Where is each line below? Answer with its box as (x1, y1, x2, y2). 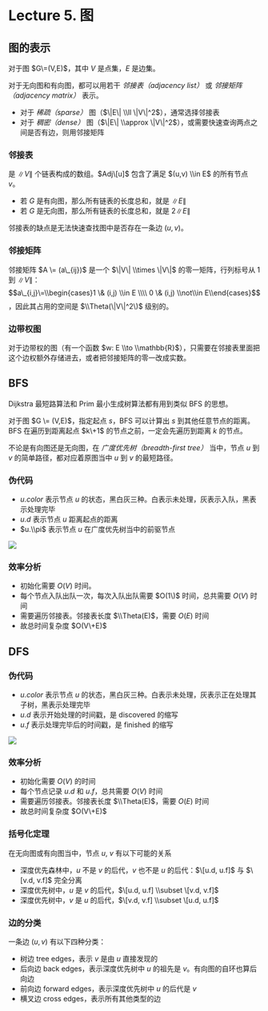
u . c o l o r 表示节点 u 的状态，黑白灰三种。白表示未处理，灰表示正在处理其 (19, 689, 257, 699)
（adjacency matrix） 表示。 (8, 90, 103, 100)
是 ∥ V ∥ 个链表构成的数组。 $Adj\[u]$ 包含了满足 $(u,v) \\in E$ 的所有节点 (8, 169, 249, 179)
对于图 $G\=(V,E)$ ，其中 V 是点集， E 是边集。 (8, 64, 160, 73)
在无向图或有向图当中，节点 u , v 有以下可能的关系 (8, 848, 172, 857)
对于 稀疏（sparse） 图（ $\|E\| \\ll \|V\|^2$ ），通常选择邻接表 (19, 108, 220, 117)
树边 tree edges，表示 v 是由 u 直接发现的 (19, 953, 158, 963)
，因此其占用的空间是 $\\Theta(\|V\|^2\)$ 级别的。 (8, 301, 174, 311)
